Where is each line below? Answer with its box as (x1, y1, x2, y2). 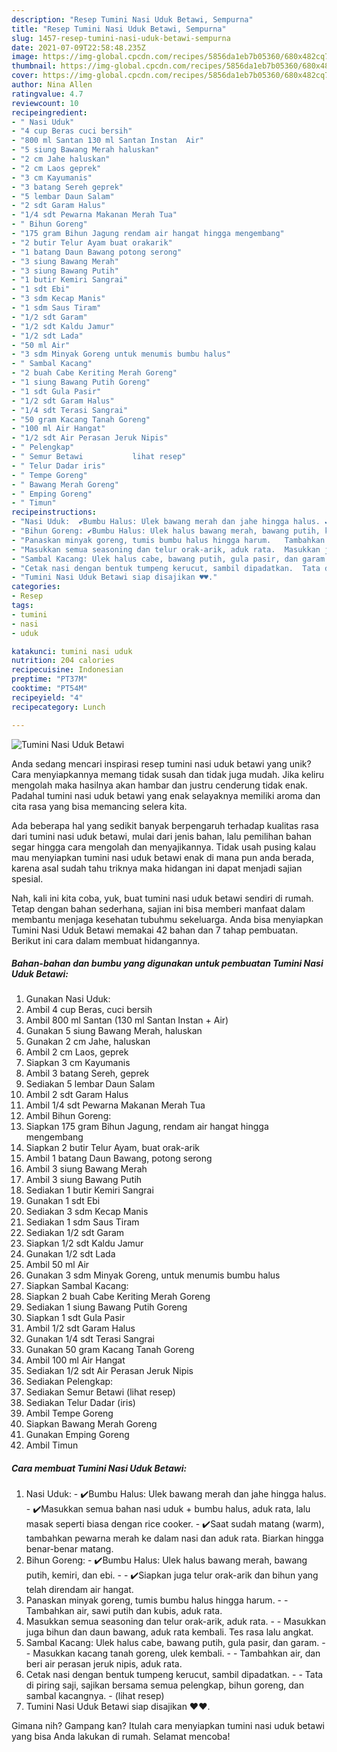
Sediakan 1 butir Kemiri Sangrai (25, 1184, 154, 1196)
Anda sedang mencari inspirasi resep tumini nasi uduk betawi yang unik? (11, 757, 312, 770)
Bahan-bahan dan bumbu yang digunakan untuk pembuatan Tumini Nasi (11, 957, 324, 970)
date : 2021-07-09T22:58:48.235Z (11, 42, 146, 53)
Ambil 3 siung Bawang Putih (25, 1174, 143, 1186)
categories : (11, 582, 61, 592)
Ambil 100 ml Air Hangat (25, 1354, 126, 1366)
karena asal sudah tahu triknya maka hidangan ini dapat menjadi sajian (11, 862, 303, 874)
